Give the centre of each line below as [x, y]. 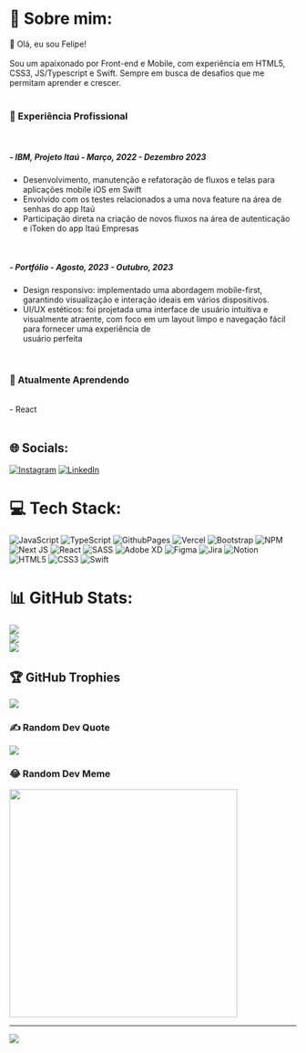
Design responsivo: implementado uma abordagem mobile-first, [143, 290]
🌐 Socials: [39, 448]
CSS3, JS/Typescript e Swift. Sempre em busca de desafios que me [137, 73]
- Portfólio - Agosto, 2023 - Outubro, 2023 [92, 267]
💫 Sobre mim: [61, 19]
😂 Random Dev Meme [60, 774]
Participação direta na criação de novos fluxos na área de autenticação [156, 219]
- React [23, 409]
